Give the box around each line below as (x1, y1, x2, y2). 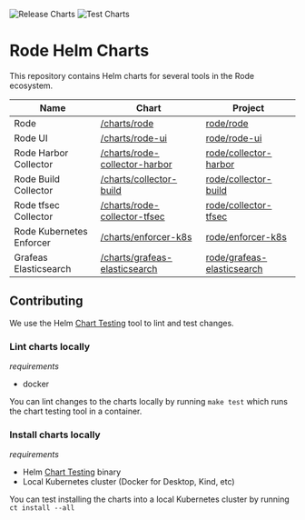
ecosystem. (9, 80, 54, 91)
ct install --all (9, 504, 75, 513)
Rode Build (14, 173, 61, 185)
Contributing (9, 294, 84, 309)
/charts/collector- (100, 173, 178, 185)
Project (232, 101, 265, 114)
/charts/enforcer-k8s (100, 230, 192, 243)
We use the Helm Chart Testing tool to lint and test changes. (9, 317, 234, 328)
